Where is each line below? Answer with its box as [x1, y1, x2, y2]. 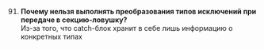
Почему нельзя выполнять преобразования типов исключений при [20, 7, 257, 16]
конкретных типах [20, 32, 82, 41]
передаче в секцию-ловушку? [20, 15, 128, 24]
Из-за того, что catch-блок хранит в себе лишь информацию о [20, 24, 233, 32]
